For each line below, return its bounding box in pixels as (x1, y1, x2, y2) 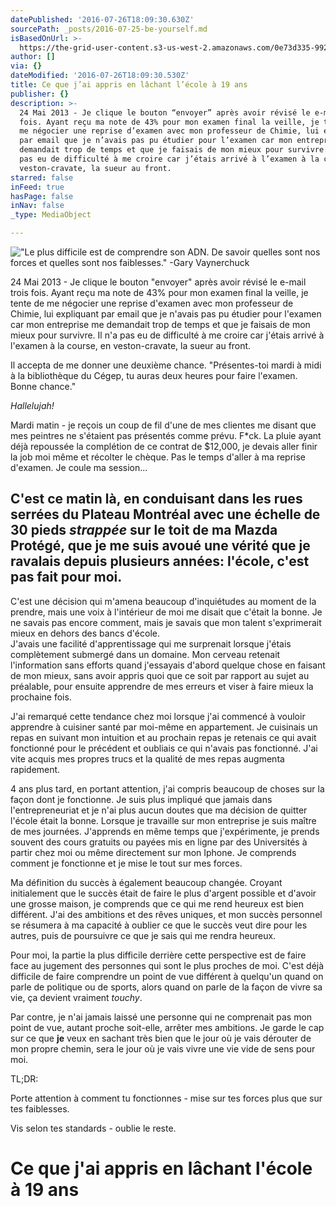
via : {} (10, 61, 43, 71)
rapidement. (10, 763, 61, 775)
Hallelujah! (10, 400, 55, 411)
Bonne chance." (10, 381, 77, 392)
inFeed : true (10, 182, 65, 192)
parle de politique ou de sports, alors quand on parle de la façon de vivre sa (10, 981, 323, 993)
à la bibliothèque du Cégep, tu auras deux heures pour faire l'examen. (10, 370, 298, 381)
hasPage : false (10, 191, 74, 201)
